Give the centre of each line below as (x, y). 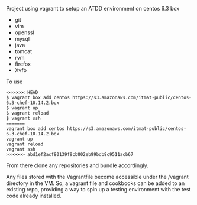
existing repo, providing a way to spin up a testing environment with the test (98, 189)
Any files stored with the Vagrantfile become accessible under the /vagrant (98, 177)
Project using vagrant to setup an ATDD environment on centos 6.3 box (93, 9)
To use (14, 82)
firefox (23, 64)
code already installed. (34, 196)
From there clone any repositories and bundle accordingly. (77, 165)
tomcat (23, 51)
